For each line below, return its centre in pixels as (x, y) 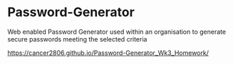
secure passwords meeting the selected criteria (77, 39)
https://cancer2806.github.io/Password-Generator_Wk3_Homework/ (108, 53)
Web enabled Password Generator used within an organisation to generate (117, 32)
